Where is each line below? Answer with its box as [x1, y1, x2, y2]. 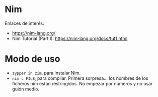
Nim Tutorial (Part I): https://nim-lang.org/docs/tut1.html [12, 35, 128, 41]
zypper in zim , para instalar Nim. [12, 70, 81, 76]
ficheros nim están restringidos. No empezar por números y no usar [12, 80, 153, 86]
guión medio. [12, 86, 40, 92]
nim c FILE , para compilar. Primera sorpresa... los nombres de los [12, 75, 148, 81]
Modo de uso [5, 53, 60, 65]
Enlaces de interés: [5, 20, 44, 26]
